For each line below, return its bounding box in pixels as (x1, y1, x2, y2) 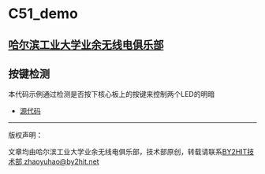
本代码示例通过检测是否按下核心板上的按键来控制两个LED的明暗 (8, 90, 215, 99)
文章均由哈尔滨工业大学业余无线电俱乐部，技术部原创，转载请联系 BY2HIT (8, 147, 248, 157)
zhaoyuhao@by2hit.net (23, 157, 100, 166)
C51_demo (8, 5, 79, 23)
